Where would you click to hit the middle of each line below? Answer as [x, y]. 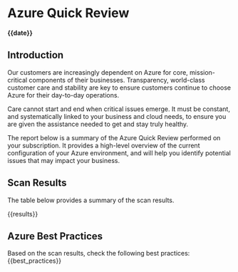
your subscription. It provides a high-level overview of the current [104, 145]
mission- [203, 72]
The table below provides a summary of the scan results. [91, 200]
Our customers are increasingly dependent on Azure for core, [98, 72]
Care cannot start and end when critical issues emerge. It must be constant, [119, 109]
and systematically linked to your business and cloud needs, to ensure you [117, 116]
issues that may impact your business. [63, 160]
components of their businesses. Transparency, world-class [117, 80]
